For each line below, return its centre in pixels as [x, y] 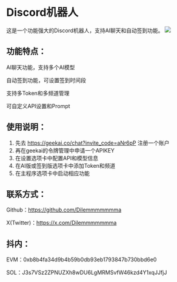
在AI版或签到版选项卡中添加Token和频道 [65, 165]
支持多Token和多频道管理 [38, 93]
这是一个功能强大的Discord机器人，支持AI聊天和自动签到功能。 [85, 30]
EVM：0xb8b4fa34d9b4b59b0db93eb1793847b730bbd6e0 [82, 260]
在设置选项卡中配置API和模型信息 [57, 158]
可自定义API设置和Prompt [38, 106]
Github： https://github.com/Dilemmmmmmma [64, 210]
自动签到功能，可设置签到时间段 [46, 80]
